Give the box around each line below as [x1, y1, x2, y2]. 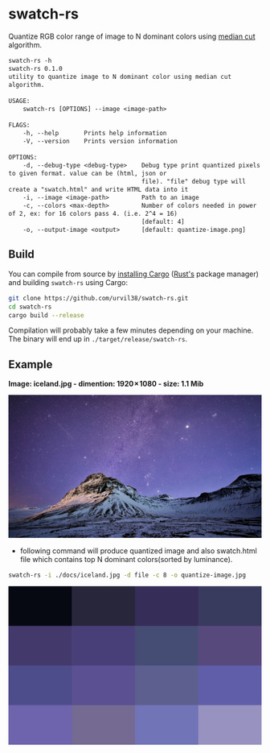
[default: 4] [141, 217, 185, 225]
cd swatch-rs [8, 303, 52, 311]
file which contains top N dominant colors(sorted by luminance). [19, 554, 233, 564]
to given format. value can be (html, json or [8, 169, 167, 177]
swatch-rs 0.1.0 [8, 64, 63, 72]
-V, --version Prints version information [22, 137, 178, 145]
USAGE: [8, 97, 31, 105]
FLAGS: [8, 121, 31, 129]
